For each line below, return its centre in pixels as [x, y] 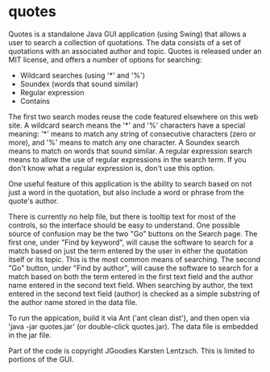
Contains [35, 101]
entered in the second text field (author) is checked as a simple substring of [134, 294]
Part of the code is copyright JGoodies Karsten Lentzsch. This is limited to [132, 350]
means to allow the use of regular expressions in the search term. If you [128, 159]
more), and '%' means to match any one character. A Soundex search [124, 142]
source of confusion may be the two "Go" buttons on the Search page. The [133, 233]
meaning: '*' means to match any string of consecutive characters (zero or [132, 134]
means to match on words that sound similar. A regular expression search [130, 151]
